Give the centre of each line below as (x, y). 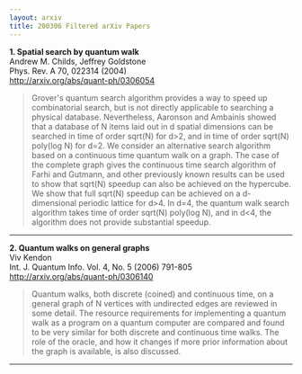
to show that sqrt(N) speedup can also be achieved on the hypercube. (161, 183)
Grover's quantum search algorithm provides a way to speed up (149, 98)
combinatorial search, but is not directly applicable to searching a (152, 107)
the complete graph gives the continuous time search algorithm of (154, 165)
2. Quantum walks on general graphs (80, 247)
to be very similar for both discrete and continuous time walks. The (155, 332)
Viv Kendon (31, 257)
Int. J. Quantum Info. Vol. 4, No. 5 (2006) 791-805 (101, 267)
